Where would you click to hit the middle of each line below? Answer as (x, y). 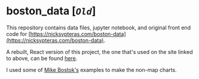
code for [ (19, 34)
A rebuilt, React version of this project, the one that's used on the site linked (99, 51)
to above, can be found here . (42, 58)
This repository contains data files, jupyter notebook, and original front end (99, 28)
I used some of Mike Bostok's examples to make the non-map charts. (92, 69)
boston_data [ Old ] (51, 11)
